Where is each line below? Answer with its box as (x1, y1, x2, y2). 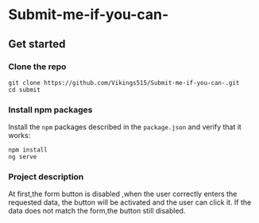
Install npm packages (8, 104, 93, 115)
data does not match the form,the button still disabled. (8, 206, 186, 216)
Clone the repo (8, 61, 67, 72)
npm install (8, 146, 48, 154)
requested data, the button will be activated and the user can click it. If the (8, 198, 252, 207)
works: (8, 131, 31, 140)
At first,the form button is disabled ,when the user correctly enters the (8, 189, 238, 199)
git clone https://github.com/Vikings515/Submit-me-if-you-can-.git (8, 79, 240, 87)
